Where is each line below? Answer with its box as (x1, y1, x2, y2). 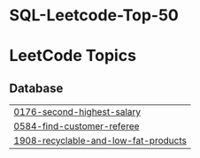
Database (9, 80, 64, 95)
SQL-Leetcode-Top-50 (9, 5, 179, 26)
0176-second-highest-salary (13, 106, 142, 118)
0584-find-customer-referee (13, 120, 140, 132)
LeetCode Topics (9, 46, 137, 66)
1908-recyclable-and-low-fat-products (13, 134, 188, 147)
